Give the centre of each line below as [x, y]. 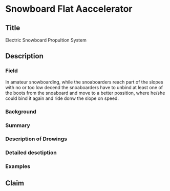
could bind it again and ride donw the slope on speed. [62, 98]
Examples [18, 166]
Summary [18, 125]
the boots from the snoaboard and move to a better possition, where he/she [85, 93]
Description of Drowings [36, 139]
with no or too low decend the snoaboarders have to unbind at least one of [84, 87]
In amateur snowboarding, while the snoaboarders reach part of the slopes [84, 82]
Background [21, 112]
